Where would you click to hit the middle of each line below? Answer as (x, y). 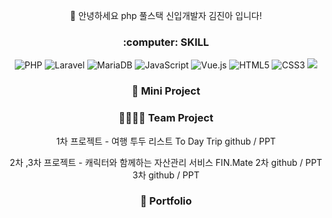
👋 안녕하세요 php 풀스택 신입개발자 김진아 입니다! (166, 15)
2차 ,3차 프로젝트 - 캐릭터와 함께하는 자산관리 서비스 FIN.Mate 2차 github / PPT (166, 162)
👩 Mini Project (166, 91)
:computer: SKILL (166, 42)
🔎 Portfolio (166, 201)
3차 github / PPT (166, 175)
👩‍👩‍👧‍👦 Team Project (166, 118)
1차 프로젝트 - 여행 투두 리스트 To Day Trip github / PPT (166, 141)
